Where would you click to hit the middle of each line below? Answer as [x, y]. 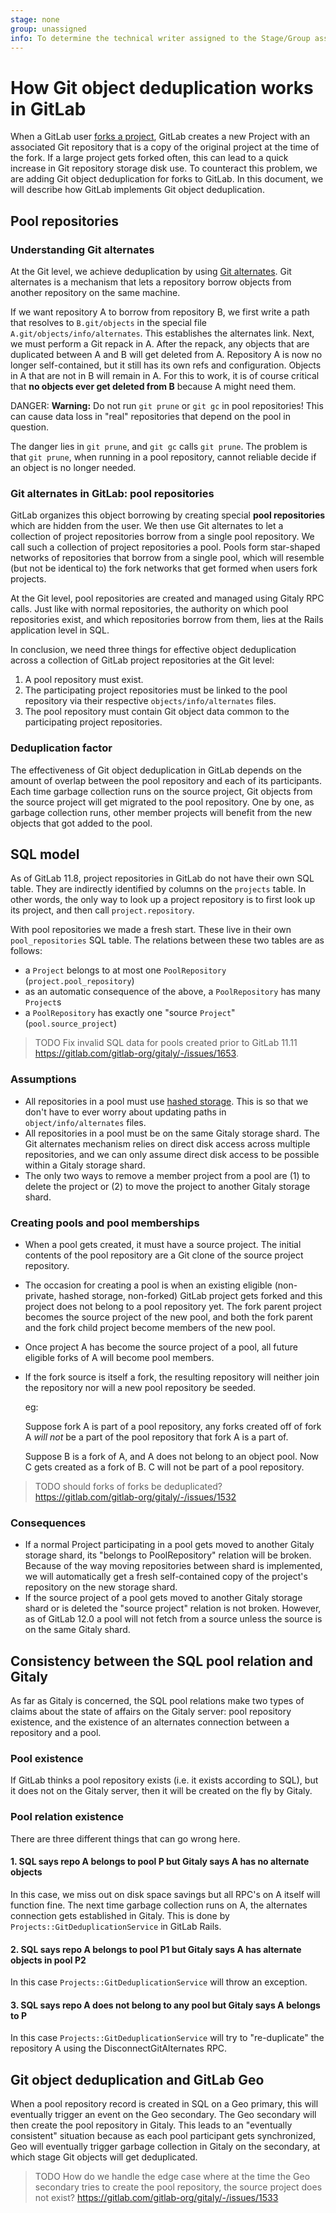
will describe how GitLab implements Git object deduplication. [137, 190]
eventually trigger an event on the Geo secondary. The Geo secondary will [163, 2115]
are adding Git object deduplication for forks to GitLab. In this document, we [167, 179]
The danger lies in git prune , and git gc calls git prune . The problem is [159, 446]
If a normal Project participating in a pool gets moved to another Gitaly [169, 1545]
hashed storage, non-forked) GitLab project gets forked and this [190, 1295]
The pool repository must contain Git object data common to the [157, 712]
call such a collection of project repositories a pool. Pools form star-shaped [165, 547]
